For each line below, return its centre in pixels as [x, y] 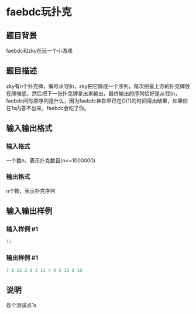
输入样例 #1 [22, 229]
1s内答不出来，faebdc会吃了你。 [50, 108]
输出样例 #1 [22, 258]
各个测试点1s [21, 305]
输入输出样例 [29, 211]
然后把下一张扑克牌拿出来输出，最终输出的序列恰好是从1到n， [106, 93]
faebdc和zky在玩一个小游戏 [39, 51]
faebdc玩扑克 [39, 12]
